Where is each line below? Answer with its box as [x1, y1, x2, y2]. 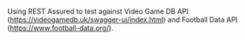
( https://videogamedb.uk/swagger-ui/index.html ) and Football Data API [7, 15, 238, 24]
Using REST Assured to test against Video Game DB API [7, 7, 189, 16]
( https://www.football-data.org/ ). [7, 24, 114, 32]
